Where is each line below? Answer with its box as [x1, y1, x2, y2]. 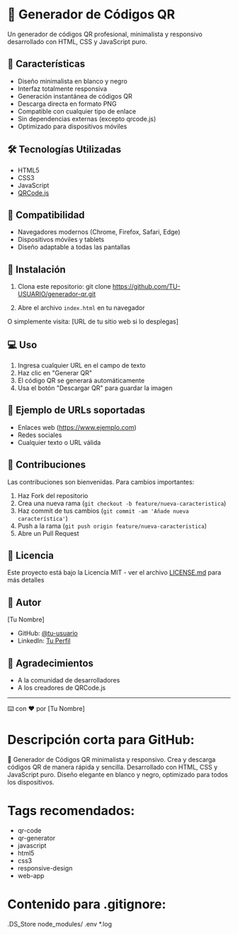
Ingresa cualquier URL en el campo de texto [17, 361, 146, 370]
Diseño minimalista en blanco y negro [17, 77, 127, 85]
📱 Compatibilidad [7, 209, 85, 221]
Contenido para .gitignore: [7, 897, 166, 912]
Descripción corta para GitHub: [7, 732, 195, 748]
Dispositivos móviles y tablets [17, 236, 105, 244]
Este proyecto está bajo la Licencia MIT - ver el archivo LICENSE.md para [7, 568, 222, 577]
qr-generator [17, 834, 55, 842]
